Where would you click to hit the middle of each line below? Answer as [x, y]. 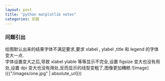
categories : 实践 [22, 19]
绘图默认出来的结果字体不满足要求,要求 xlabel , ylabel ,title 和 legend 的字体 [82, 49]
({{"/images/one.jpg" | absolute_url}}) [43, 73]
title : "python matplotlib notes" [41, 14]
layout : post [19, 10]
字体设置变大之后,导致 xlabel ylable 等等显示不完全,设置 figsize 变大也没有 [81, 61]
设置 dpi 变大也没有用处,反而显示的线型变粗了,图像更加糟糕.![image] [80, 68]
